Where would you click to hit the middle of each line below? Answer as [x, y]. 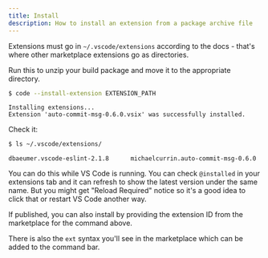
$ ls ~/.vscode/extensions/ [55, 144]
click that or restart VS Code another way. [77, 199]
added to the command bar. [54, 247]
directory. [24, 79]
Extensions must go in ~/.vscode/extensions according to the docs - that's [132, 46]
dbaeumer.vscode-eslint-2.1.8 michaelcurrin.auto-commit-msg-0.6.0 [132, 159]
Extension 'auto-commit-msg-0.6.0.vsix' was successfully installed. [127, 115]
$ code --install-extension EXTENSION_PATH [82, 93]
